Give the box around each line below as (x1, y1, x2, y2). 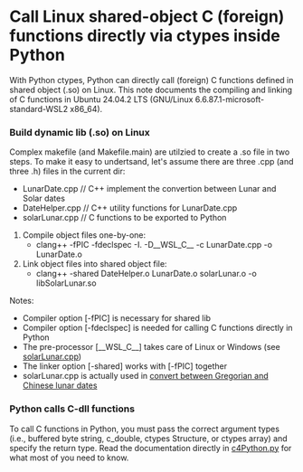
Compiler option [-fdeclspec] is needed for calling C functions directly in (22, 323, 293, 334)
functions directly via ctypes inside (9, 25, 280, 46)
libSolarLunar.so (35, 278, 97, 288)
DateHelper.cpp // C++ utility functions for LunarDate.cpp (22, 203, 238, 213)
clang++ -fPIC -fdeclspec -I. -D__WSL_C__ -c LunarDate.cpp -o (35, 240, 273, 250)
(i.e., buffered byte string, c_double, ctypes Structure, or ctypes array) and (9, 432, 288, 444)
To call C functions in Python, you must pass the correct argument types (9, 423, 280, 434)
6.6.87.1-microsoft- (194, 93, 265, 105)
